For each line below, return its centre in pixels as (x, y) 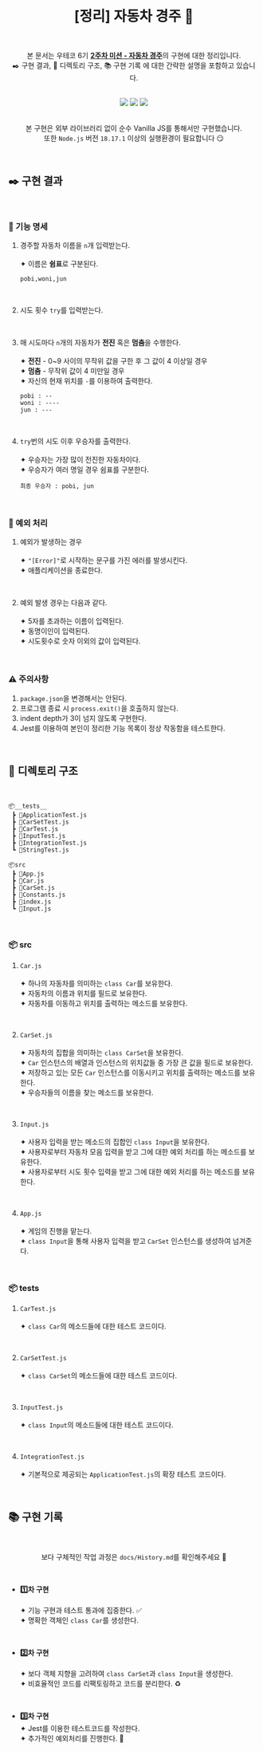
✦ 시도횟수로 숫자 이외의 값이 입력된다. (80, 641)
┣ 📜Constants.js (39, 895)
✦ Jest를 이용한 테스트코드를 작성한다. (80, 1728)
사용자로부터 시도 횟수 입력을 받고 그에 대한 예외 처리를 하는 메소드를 (134, 1171)
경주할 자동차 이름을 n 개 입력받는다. (75, 246)
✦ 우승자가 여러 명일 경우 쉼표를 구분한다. (84, 470)
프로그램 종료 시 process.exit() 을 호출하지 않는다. (99, 708)
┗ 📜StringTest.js (40, 850)
